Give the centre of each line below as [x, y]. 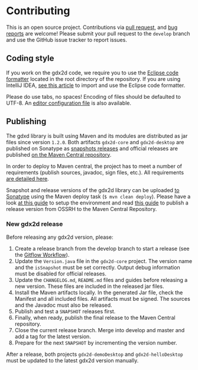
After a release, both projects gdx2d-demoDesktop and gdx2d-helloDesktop [95, 354]
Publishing [26, 121]
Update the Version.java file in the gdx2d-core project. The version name [103, 261]
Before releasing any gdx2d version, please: [60, 237]
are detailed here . [27, 178]
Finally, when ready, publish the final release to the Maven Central [95, 317]
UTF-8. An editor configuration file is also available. [69, 103]
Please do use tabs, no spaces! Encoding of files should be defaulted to [94, 96]
